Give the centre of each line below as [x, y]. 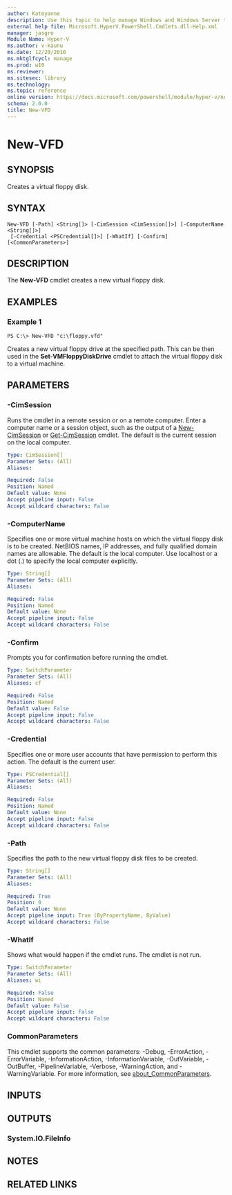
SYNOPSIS [31, 170]
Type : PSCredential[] [38, 774]
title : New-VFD [29, 110]
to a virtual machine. [36, 363]
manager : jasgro [30, 33]
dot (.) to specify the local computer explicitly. [72, 561]
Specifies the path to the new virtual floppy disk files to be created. [103, 858]
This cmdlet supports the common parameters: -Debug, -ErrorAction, [106, 1051]
